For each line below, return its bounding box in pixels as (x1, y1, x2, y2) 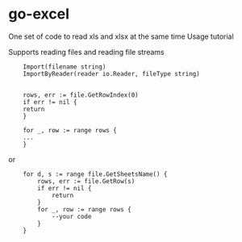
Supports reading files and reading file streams (8, 47, 165, 56)
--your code (51, 212, 92, 220)
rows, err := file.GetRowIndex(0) (23, 90, 139, 99)
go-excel (8, 5, 70, 23)
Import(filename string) (23, 62, 106, 71)
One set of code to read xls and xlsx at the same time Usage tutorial (8, 31, 234, 41)
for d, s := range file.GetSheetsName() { (23, 170, 168, 178)
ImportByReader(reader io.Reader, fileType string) (23, 69, 200, 77)
